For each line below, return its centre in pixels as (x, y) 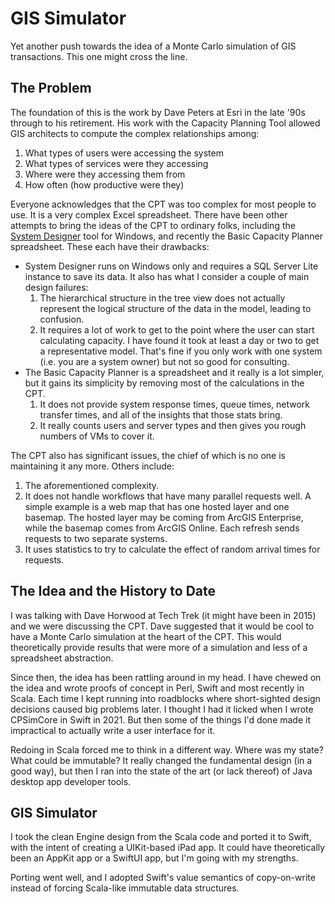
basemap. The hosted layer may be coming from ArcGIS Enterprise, (164, 517)
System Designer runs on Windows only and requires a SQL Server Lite (171, 266)
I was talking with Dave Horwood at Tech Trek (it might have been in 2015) (163, 615)
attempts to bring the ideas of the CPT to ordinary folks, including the (153, 225)
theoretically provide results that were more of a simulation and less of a (159, 647)
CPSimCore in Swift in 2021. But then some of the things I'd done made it (160, 719)
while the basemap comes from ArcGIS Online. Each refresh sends (162, 528)
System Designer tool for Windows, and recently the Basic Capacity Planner (166, 236)
